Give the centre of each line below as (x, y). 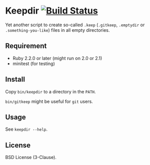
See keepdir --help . (27, 129)
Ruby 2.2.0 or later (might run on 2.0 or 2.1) (57, 58)
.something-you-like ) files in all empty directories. (58, 30)
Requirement (26, 46)
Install (15, 79)
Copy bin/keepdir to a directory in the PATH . (51, 91)
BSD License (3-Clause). (31, 157)
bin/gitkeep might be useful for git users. (49, 101)
